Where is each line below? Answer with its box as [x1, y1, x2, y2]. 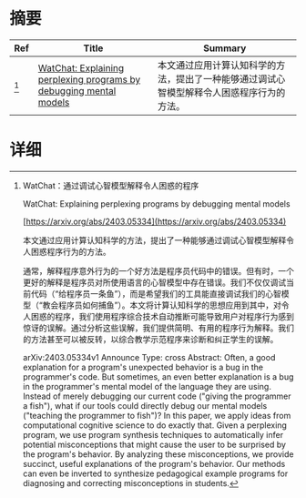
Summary [203, 42, 247, 55]
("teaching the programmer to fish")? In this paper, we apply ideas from [22, 410, 291, 421]
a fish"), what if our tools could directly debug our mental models [22, 400, 268, 411]
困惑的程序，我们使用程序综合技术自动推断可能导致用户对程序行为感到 [30, 310, 294, 321]
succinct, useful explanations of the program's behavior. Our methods [22, 458, 286, 469]
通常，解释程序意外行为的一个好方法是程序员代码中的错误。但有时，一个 [22, 265, 294, 276]
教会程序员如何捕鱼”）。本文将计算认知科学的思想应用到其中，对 [42, 300, 282, 310]
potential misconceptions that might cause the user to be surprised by [22, 439, 287, 450]
